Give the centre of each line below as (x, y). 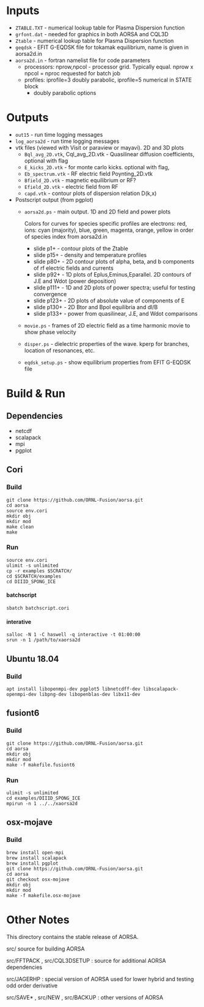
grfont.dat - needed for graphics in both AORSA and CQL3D (92, 34)
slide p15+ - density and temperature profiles (90, 255)
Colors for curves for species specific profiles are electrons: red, (106, 223)
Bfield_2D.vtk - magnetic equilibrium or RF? (80, 180)
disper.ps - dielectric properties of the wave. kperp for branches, (107, 343)
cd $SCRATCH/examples (34, 576)
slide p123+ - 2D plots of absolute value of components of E (109, 301)
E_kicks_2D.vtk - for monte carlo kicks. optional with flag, (97, 167)
